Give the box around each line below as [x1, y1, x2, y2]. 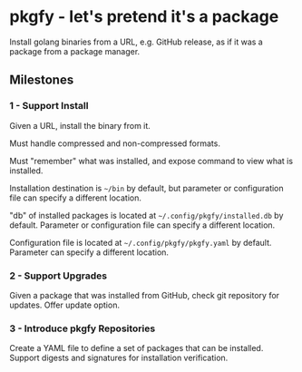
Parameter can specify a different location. [9, 247, 170, 258]
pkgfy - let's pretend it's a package [9, 6, 279, 27]
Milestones [9, 73, 74, 88]
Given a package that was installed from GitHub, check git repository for [9, 289, 279, 300]
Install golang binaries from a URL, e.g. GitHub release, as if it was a [9, 36, 263, 47]
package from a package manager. [9, 45, 141, 56]
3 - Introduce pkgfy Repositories [9, 322, 156, 335]
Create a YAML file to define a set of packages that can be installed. [9, 343, 264, 354]
